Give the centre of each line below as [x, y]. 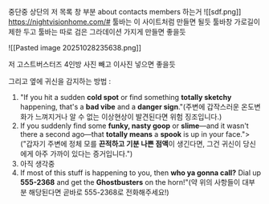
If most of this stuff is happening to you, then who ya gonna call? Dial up [141, 173]
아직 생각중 [37, 164]
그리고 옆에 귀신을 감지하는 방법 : [60, 81]
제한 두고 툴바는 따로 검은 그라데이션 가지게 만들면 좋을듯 [97, 32]
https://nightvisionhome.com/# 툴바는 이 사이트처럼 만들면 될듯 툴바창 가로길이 [134, 22]
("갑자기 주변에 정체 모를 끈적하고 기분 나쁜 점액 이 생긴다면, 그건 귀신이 [130, 144]
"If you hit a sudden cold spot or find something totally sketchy [126, 97]
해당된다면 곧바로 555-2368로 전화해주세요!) [99, 192]
